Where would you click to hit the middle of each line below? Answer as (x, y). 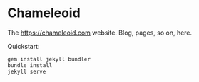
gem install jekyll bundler (49, 59)
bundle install (30, 65)
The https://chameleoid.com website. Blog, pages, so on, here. (100, 33)
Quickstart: (24, 46)
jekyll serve (27, 71)
